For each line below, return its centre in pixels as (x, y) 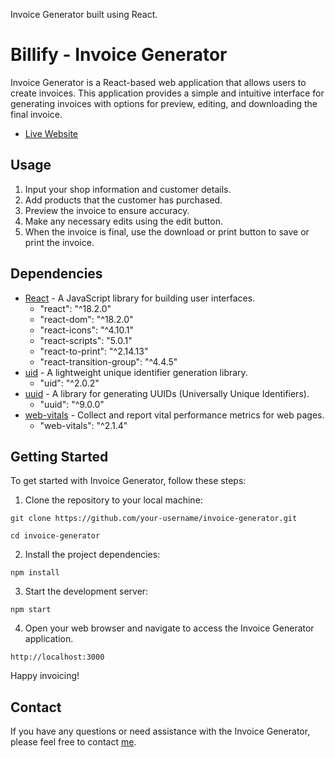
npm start (31, 610)
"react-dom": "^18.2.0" (86, 319)
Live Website (51, 133)
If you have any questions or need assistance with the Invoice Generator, (160, 731)
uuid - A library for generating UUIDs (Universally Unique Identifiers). (167, 393)
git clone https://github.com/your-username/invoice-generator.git (154, 519)
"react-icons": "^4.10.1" (87, 330)
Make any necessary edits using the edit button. (123, 221)
